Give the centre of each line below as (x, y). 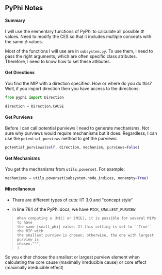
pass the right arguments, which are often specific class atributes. (71, 56)
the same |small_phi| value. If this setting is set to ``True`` (84, 227)
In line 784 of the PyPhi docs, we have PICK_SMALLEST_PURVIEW (74, 209)
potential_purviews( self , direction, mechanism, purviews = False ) (72, 147)
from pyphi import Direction (34, 97)
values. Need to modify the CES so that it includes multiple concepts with (78, 37)
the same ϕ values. (24, 41)
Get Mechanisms (23, 158)
